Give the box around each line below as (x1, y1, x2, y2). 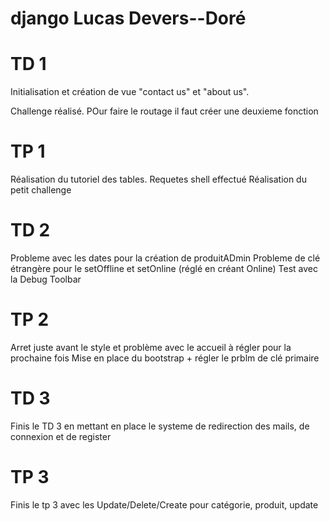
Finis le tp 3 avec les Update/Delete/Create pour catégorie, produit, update (10, 498, 319, 511)
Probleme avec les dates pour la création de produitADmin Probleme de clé (10, 252, 321, 264)
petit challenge (10, 184, 72, 196)
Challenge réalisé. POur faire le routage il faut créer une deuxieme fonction (10, 105, 319, 117)
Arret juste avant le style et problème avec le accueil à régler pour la (10, 341, 292, 353)
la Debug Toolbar (10, 273, 82, 285)
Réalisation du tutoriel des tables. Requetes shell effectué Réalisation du (10, 173, 307, 186)
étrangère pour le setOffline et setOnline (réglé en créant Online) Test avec (10, 263, 318, 274)
